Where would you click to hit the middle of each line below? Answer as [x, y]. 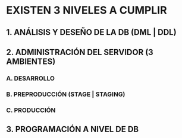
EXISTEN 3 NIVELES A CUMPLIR [87, 10]
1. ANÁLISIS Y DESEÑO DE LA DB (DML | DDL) [91, 32]
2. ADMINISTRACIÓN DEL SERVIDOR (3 [80, 52]
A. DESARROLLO [31, 78]
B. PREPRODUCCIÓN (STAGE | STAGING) [66, 94]
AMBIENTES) [31, 61]
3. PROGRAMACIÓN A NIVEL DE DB [73, 129]
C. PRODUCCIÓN [31, 110]
